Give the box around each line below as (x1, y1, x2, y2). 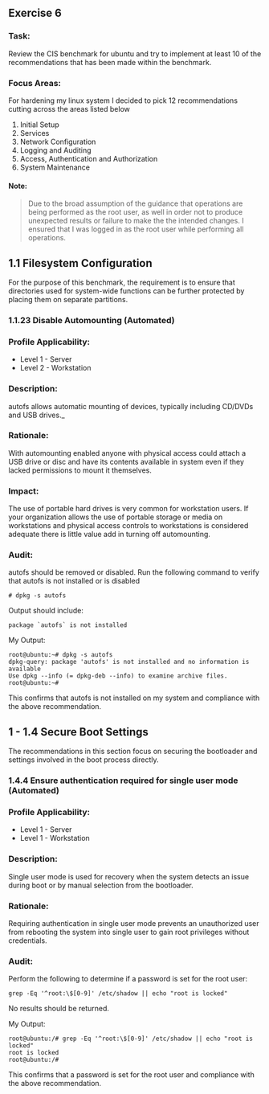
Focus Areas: (8, 77, 62, 88)
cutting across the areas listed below (8, 104, 130, 113)
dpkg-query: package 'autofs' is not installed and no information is (8, 658, 250, 666)
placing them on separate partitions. (8, 295, 128, 304)
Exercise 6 (8, 6, 62, 20)
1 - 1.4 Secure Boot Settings (8, 725, 149, 739)
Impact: (8, 486, 39, 497)
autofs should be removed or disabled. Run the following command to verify (8, 567, 259, 577)
